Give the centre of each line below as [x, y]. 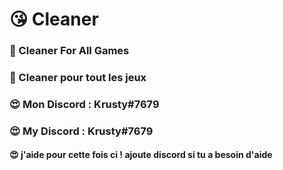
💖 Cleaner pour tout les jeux [78, 78]
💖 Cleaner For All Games [69, 51]
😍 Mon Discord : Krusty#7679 [84, 104]
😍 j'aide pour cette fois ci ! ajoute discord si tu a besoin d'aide [141, 155]
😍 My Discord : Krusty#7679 [81, 131]
